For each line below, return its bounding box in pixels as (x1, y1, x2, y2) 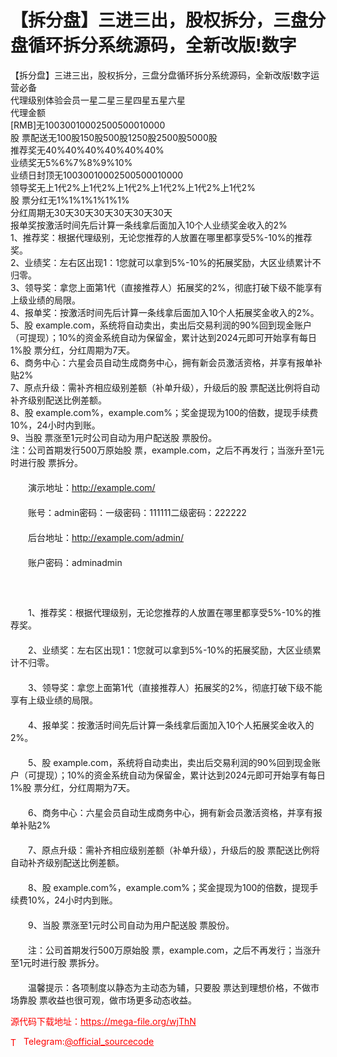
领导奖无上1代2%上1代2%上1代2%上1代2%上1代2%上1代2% (10, 181, 256, 193)
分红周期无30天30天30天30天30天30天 (10, 206, 173, 218)
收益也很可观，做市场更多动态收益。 (47, 994, 197, 1006)
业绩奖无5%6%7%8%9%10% (10, 156, 133, 168)
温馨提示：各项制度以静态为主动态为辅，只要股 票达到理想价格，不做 (27, 981, 311, 993)
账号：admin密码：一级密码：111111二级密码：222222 (27, 506, 247, 518)
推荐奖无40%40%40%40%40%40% (10, 144, 165, 156)
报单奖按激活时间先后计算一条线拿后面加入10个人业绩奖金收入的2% (10, 219, 288, 231)
